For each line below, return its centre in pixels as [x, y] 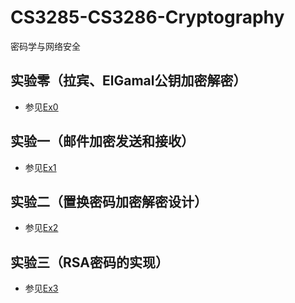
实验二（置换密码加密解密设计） [109, 201]
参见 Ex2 [41, 228]
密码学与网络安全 [45, 46]
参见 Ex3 [41, 288]
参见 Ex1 [40, 167]
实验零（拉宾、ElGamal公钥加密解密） [128, 81]
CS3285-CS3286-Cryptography [147, 17]
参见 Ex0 [41, 107]
